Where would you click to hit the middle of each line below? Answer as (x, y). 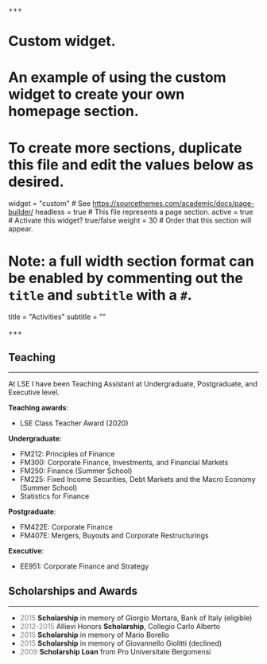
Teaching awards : (39, 408)
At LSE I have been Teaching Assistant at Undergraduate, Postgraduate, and (133, 384)
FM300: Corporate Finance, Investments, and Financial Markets (124, 463)
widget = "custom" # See (50, 204)
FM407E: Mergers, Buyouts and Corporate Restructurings (114, 536)
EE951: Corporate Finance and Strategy (84, 566)
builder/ (21, 212)
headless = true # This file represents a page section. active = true (144, 212)
